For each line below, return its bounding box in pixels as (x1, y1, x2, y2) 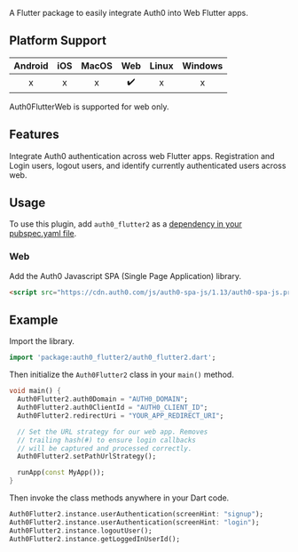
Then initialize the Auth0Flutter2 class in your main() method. (9, 369, 235, 380)
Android (13, 60, 49, 72)
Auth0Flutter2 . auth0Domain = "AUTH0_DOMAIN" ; (17, 395, 189, 404)
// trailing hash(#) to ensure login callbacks (17, 436, 197, 444)
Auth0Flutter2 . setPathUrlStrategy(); (17, 452, 157, 461)
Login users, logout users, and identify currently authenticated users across (9, 160, 286, 171)
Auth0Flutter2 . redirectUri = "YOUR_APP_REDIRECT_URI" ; (17, 411, 224, 420)
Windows (181, 60, 223, 72)
